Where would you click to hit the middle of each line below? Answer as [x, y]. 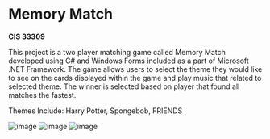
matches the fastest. [42, 95]
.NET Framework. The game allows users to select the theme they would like [135, 69]
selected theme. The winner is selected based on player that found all [124, 86]
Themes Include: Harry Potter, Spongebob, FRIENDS [96, 111]
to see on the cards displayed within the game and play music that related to [135, 78]
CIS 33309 [27, 36]
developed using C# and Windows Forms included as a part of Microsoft [129, 61]
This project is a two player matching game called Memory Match [117, 52]
